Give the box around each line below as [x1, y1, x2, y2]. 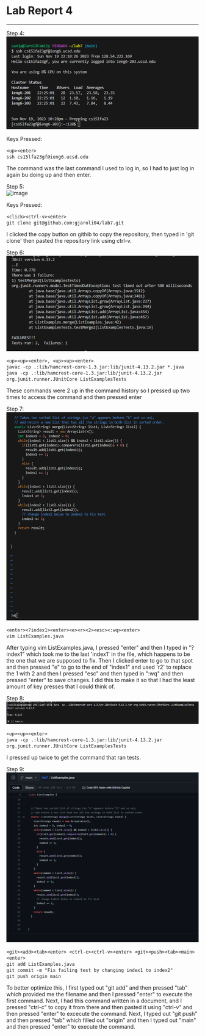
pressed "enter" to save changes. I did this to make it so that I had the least [6, 676, 195, 683]
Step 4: [6, 29, 25, 37]
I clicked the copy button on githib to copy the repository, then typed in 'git [6, 231, 194, 238]
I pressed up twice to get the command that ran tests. [6, 754, 142, 761]
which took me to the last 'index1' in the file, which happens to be [26, 650, 190, 658]
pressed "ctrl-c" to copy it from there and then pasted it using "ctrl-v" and [6, 1004, 193, 1011]
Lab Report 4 [6, 4, 73, 18]
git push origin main [6, 974, 62, 980]
